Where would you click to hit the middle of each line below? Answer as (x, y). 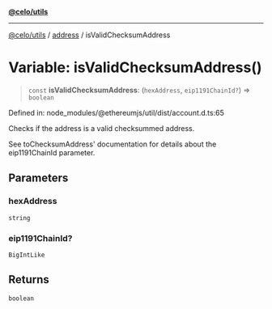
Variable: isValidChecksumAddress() (135, 68)
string (19, 218)
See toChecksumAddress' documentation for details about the (113, 144)
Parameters (38, 178)
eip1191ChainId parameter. (52, 152)
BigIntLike (27, 255)
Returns (29, 279)
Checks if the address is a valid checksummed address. (102, 128)
